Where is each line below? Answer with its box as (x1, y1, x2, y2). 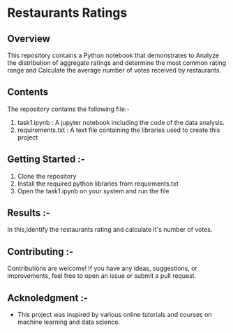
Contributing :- (7, 246, 74, 258)
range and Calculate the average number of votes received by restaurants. (7, 66, 222, 74)
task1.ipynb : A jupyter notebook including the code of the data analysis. (17, 118, 225, 126)
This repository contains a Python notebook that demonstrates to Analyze (7, 51, 220, 59)
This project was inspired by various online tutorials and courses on (17, 311, 212, 319)
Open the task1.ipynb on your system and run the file (17, 186, 170, 195)
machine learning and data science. (17, 318, 121, 326)
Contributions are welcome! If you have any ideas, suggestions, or (7, 264, 197, 273)
